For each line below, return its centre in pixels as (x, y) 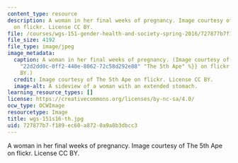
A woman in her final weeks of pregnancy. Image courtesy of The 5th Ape (115, 145)
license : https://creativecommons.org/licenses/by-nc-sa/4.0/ (101, 99)
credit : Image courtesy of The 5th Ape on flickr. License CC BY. (114, 79)
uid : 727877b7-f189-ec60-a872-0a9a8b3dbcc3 (73, 125)
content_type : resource (42, 14)
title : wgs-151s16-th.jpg (45, 119)
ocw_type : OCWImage (36, 106)
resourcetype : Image (38, 112)
